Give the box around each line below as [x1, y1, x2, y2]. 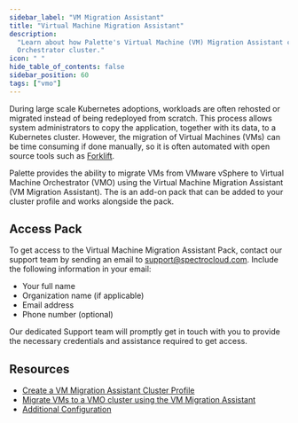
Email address [21, 300, 74, 310]
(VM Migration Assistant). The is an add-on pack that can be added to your [9, 186, 284, 197]
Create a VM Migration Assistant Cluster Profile [21, 385, 195, 396]
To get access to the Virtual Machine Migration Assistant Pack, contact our [9, 245, 283, 255]
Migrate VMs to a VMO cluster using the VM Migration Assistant [21, 395, 256, 405]
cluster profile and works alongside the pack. [9, 196, 175, 207]
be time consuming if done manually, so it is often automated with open [9, 141, 271, 152]
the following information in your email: [9, 263, 152, 275]
